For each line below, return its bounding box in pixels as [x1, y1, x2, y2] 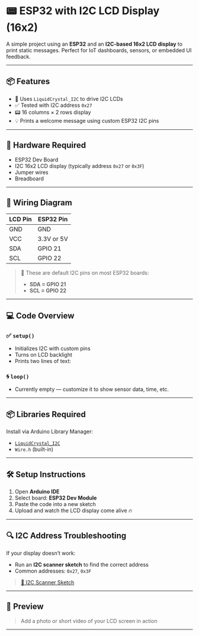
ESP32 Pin [37, 215, 68, 224]
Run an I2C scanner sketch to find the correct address [14, 561, 149, 568]
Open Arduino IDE [14, 488, 60, 495]
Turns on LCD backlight [14, 351, 73, 358]
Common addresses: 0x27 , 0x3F [14, 567, 92, 574]
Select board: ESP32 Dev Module [14, 494, 97, 501]
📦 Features [6, 77, 50, 87]
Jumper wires [14, 168, 49, 176]
